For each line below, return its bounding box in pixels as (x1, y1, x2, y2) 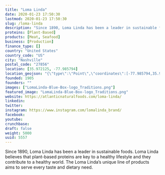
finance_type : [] (5, 44, 41, 49)
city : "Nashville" (5, 58, 43, 62)
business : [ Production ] (5, 39, 54, 44)
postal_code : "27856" (5, 62, 50, 67)
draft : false (5, 126, 32, 131)
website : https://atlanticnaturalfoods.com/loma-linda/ (5, 94, 122, 99)
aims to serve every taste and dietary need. (5, 164, 93, 170)
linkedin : (5, 99, 26, 104)
